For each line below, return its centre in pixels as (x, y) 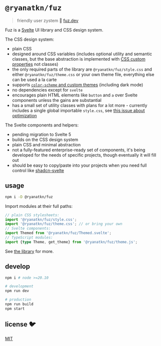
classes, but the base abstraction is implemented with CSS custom (79, 59)
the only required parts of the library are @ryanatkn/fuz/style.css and (82, 69)
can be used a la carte (34, 79)
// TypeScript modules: (29, 237)
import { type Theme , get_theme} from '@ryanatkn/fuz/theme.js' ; (71, 242)
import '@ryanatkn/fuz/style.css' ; (41, 220)
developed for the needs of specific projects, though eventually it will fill (84, 155)
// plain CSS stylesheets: (32, 215)
